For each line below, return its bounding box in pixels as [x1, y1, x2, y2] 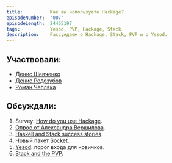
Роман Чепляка [15, 83, 56, 90]
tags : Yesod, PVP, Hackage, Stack [6, 26, 121, 32]
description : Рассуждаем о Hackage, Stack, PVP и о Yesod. [6, 32, 168, 38]
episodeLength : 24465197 [6, 20, 72, 26]
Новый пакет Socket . [15, 137, 70, 144]
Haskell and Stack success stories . [15, 130, 103, 137]
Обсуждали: [6, 101, 57, 112]
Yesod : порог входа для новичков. [15, 143, 105, 150]
